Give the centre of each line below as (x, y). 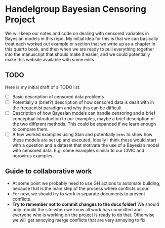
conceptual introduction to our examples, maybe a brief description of (83, 118)
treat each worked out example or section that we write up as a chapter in (80, 44)
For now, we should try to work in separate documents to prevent (79, 193)
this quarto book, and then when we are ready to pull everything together (80, 49)
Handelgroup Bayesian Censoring (76, 9)
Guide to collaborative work (49, 171)
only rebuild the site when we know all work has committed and (77, 209)
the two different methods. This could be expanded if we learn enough (84, 124)
